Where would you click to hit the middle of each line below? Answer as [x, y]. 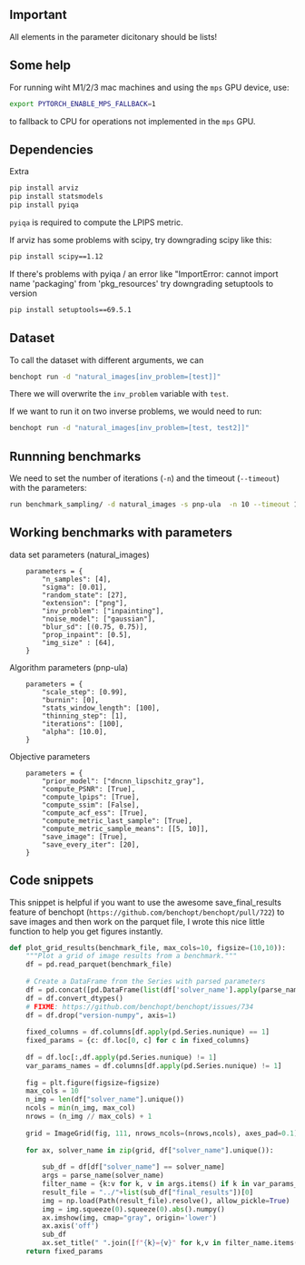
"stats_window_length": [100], [101, 708]
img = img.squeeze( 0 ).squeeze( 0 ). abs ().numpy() [133, 1209]
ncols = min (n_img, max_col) [81, 1108]
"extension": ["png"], [85, 603]
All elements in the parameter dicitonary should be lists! [113, 36]
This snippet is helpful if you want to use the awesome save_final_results [145, 902]
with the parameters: [49, 488]
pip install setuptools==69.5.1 [70, 309]
